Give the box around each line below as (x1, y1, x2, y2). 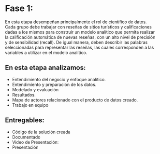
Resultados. (12, 92, 36, 98)
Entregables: (5, 116, 44, 125)
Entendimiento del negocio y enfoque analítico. (12, 76, 106, 82)
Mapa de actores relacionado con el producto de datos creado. (12, 97, 138, 103)
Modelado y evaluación (12, 86, 59, 92)
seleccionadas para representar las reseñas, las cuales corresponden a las (5, 44, 154, 50)
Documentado (12, 134, 41, 140)
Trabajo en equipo (12, 102, 49, 108)
